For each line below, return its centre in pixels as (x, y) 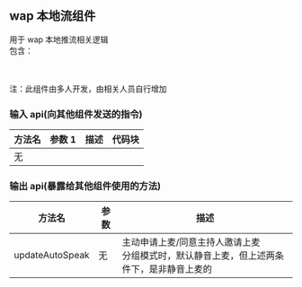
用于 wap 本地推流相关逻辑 (59, 39)
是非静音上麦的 (181, 269)
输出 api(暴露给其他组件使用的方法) (85, 187)
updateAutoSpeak (52, 256)
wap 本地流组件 (53, 16)
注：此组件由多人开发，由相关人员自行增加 (88, 89)
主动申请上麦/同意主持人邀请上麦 (191, 242)
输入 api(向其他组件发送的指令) (76, 114)
